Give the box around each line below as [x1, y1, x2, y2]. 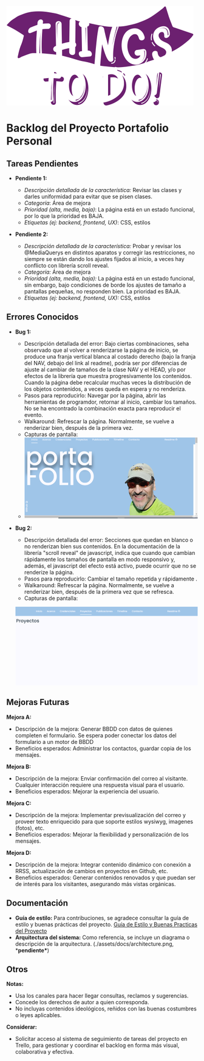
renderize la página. [24, 568, 75, 576]
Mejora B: [6, 763, 32, 770]
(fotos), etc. [15, 824, 45, 832]
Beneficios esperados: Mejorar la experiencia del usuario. [15, 787, 160, 795]
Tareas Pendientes [6, 159, 79, 169]
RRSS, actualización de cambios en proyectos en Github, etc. [15, 867, 168, 874]
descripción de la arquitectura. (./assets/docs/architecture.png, [15, 940, 174, 948]
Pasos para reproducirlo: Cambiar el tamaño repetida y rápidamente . [24, 575, 197, 582]
